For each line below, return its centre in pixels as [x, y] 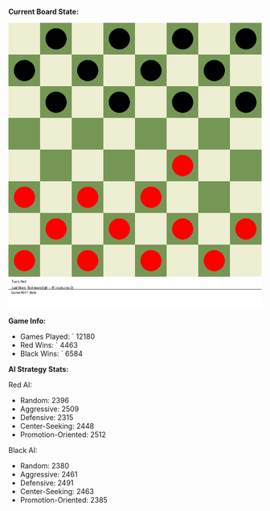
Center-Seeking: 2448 [57, 426]
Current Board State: [43, 12]
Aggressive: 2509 [49, 409]
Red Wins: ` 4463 [49, 345]
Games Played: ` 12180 [57, 336]
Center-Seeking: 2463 [57, 491]
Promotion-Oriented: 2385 [64, 500]
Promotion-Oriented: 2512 [63, 435]
